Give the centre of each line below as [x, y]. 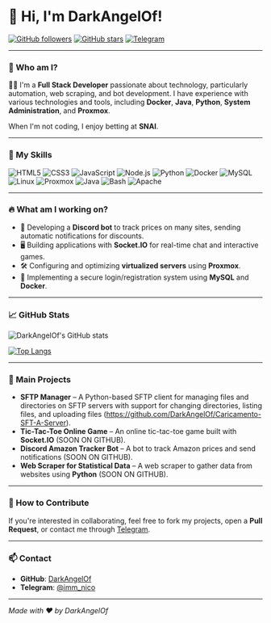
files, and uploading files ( [63, 415]
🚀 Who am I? [33, 67]
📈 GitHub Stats [39, 314]
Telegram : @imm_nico [58, 587]
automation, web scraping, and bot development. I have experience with [128, 94]
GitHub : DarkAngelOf [56, 579]
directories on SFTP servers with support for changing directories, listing [141, 406]
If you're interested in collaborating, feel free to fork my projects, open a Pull [135, 520]
